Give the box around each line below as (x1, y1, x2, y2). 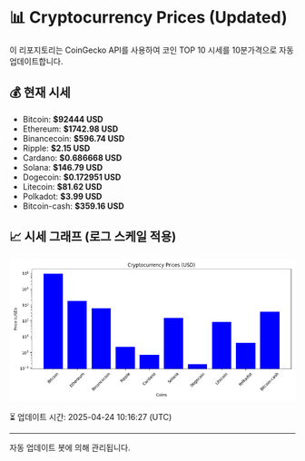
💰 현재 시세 (9, 85, 71, 101)
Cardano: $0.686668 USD (22, 152, 123, 163)
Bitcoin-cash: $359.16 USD (22, 201, 124, 211)
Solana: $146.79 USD (22, 162, 103, 172)
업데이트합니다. (9, 55, 64, 66)
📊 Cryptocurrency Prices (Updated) (9, 7, 288, 28)
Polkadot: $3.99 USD (22, 191, 103, 201)
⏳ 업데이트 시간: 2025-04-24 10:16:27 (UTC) (9, 411, 172, 422)
